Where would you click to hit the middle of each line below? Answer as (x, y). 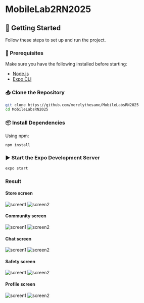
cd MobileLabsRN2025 (27, 109)
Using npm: (17, 136)
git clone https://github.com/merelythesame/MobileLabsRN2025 (72, 105)
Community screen (26, 216)
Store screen (19, 193)
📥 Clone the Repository (35, 93)
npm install (18, 145)
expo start (17, 168)
